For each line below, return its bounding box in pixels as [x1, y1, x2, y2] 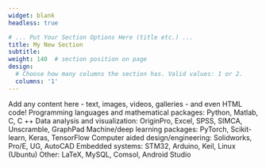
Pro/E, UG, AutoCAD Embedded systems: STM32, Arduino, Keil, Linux [8, 141, 236, 150]
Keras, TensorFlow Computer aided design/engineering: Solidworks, [29, 132, 253, 142]
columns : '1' [15, 77, 59, 85]
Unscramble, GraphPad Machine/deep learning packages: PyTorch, [8, 124, 229, 134]
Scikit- [230, 124, 253, 134]
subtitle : [8, 48, 41, 56]
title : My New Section [8, 40, 83, 48]
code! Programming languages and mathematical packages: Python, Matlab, [8, 108, 259, 117]
